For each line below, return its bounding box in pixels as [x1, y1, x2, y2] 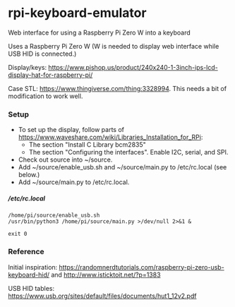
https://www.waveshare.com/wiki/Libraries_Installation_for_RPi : [18, 133, 203, 142]
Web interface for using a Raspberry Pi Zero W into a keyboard [8, 28, 191, 37]
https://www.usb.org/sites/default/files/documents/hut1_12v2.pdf [8, 291, 197, 300]
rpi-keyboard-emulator [8, 5, 147, 21]
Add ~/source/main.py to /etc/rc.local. [18, 178, 130, 186]
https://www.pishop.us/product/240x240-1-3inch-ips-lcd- [48, 63, 218, 71]
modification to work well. [8, 92, 83, 100]
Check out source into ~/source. [18, 155, 113, 164]
